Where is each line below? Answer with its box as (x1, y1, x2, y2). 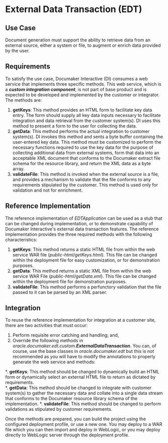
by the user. (5, 48, 30, 53)
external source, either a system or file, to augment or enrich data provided (5, 42, 161, 48)
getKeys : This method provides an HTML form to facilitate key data (12, 107, 152, 113)
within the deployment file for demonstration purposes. (12, 278, 127, 284)
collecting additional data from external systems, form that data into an (12, 150, 159, 156)
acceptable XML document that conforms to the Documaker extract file (12, 155, 161, 161)
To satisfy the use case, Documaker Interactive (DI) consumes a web (5, 76, 148, 82)
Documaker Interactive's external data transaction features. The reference (5, 226, 159, 232)
